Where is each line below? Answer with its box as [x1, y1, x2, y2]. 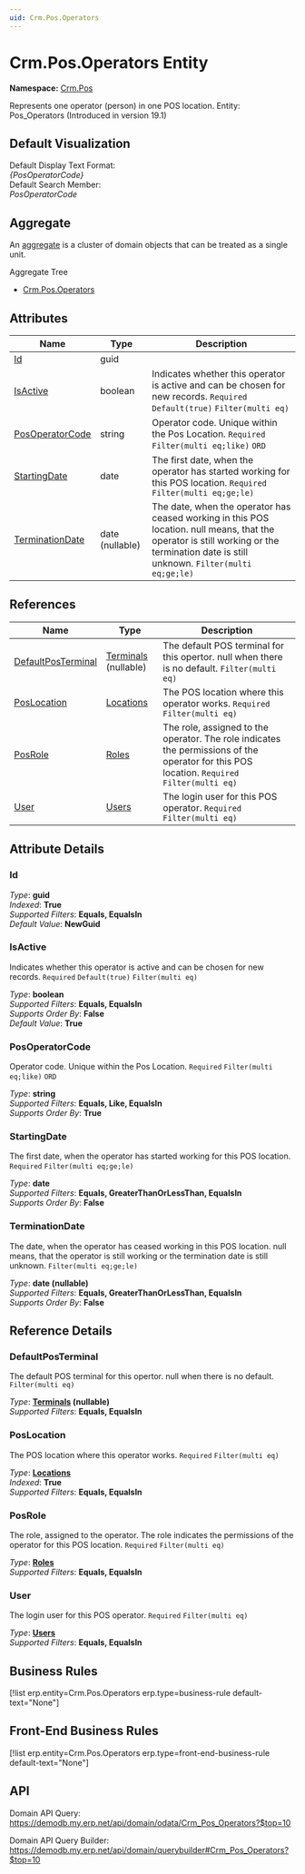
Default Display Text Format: [9, 160, 116, 171]
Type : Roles [9, 1556, 54, 1567]
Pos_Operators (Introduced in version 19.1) [9, 110, 167, 121]
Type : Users [9, 1627, 56, 1639]
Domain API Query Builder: [9, 1835, 110, 1846]
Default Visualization [9, 135, 131, 151]
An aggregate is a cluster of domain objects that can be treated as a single [9, 240, 289, 251]
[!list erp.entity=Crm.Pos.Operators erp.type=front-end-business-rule [9, 1747, 271, 1758]
